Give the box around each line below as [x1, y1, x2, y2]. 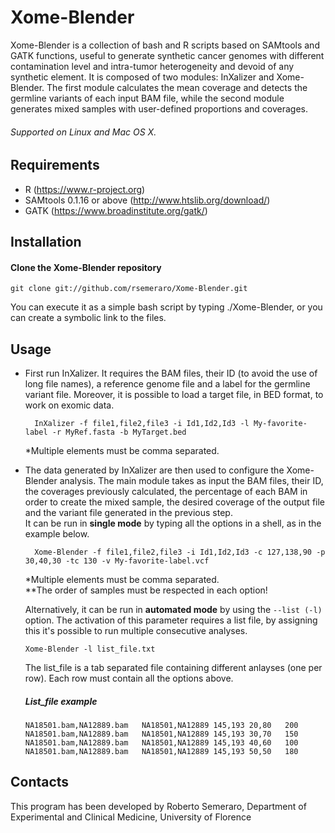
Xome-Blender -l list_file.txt [24, 644, 156, 654]
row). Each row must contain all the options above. [24, 672, 234, 684]
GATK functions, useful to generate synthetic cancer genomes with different [10, 49, 325, 61]
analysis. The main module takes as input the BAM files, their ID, [59, 474, 324, 486]
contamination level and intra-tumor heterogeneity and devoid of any [10, 60, 295, 72]
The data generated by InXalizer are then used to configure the [24, 464, 285, 476]
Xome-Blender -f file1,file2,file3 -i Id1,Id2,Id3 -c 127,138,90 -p [34, 547, 326, 557]
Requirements [10, 157, 100, 174]
